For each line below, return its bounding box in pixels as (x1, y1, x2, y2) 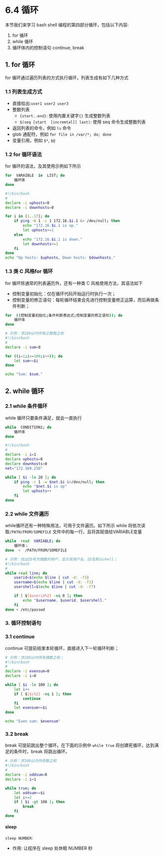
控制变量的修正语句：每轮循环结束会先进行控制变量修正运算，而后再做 (12, 297, 155, 303)
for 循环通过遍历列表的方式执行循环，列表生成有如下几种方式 (5, 75, 129, 81)
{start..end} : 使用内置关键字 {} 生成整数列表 (19, 113, 111, 119)
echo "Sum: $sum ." (5, 372, 43, 377)
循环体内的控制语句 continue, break (12, 45, 85, 50)
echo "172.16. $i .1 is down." (23, 237, 83, 242)
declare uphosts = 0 (5, 457, 43, 462)
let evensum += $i (14, 705, 48, 710)
